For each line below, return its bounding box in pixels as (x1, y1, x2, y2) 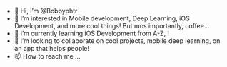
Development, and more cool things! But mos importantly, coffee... (14, 22, 210, 30)
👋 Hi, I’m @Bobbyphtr (14, 7, 78, 15)
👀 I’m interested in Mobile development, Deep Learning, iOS (14, 14, 191, 23)
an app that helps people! (14, 44, 90, 52)
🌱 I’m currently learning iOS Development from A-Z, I (14, 29, 170, 37)
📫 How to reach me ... (14, 52, 81, 60)
